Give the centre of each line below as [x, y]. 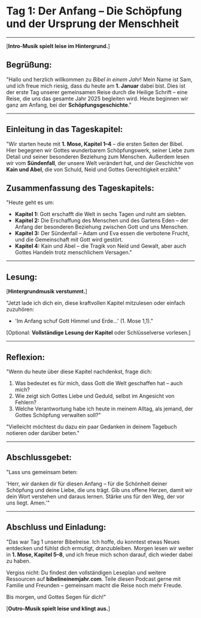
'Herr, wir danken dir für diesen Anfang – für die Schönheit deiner [87, 484]
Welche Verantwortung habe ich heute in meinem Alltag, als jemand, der [104, 409]
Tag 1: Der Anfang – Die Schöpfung [94, 11]
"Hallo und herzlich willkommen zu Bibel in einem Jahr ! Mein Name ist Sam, [99, 79]
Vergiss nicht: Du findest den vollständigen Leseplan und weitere [86, 572]
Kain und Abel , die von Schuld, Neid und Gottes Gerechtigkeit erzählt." [94, 169]
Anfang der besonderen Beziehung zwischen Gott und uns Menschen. [101, 227]
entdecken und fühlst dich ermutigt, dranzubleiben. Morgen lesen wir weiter [100, 548]
